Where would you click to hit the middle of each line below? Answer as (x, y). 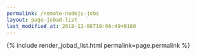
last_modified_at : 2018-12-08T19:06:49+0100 (71, 26)
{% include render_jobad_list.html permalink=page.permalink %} (98, 46)
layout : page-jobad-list (42, 20)
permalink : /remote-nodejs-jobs (53, 13)
